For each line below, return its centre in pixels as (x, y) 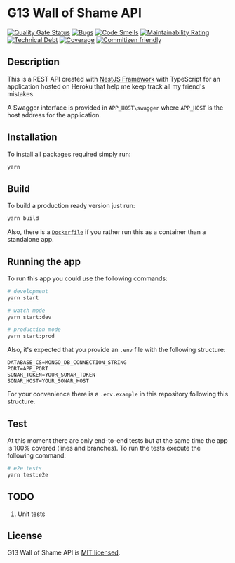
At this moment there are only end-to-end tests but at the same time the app (117, 440)
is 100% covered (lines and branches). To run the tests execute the (104, 448)
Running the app (44, 261)
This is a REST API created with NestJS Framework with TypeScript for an (114, 79)
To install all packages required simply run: (69, 154)
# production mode (34, 330)
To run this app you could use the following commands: (87, 278)
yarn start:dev (29, 317)
